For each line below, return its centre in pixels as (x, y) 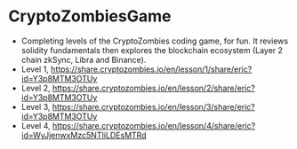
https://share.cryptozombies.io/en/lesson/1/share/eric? (152, 69)
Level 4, (36, 125)
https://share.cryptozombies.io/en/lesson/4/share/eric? (154, 125)
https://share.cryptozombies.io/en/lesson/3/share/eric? (153, 106)
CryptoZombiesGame (90, 16)
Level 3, (36, 106)
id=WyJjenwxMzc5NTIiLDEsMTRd (84, 135)
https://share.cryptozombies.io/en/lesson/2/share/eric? (153, 88)
